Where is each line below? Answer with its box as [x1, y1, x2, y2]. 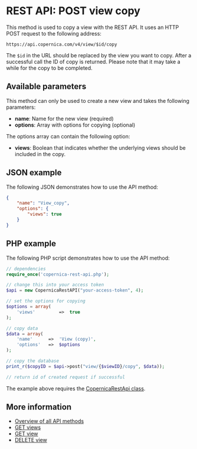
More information [6, 402, 72, 412]
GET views [14, 424, 41, 431]
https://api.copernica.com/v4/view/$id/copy [6, 41, 117, 47]
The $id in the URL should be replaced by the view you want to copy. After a [6, 51, 192, 59]
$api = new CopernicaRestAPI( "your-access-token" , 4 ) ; [6, 288, 144, 293]
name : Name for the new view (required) [14, 115, 114, 122]
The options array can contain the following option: [6, 133, 130, 140]
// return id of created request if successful [6, 374, 126, 380]
